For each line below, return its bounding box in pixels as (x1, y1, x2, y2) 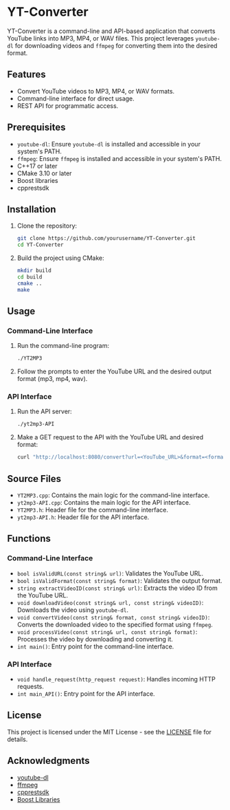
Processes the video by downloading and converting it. (16, 635, 174, 643)
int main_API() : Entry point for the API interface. (16, 690, 156, 698)
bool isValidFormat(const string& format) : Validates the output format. (16, 576, 223, 584)
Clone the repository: (16, 221, 78, 230)
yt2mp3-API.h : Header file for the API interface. (16, 513, 150, 521)
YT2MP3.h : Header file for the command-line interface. (16, 506, 168, 514)
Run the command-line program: (16, 342, 110, 350)
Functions (7, 533, 51, 545)
